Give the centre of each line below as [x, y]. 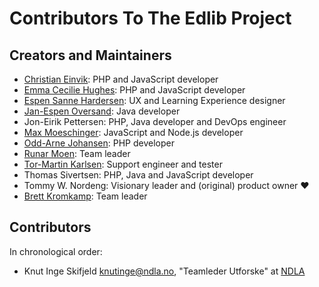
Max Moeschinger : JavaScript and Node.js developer [133, 132]
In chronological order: [56, 251]
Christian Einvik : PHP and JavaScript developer [121, 79]
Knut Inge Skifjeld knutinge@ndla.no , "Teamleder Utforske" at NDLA [164, 271]
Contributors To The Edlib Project [150, 18]
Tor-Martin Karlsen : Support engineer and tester [123, 164]
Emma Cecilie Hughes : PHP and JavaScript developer [134, 90]
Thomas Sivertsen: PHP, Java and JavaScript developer [138, 175]
